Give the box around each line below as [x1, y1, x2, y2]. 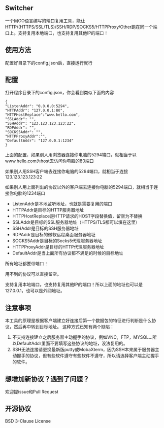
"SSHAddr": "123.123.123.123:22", [5, 121, 76, 126]
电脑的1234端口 [13, 190, 45, 196]
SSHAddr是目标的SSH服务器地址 [12, 225, 79, 231]
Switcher [5, 4, 33, 12]
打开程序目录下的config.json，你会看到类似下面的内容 [5, 90, 114, 96]
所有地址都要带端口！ [5, 261, 48, 267]
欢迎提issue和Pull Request [5, 389, 59, 395]
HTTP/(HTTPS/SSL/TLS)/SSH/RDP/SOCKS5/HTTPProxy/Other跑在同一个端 [5, 24, 158, 30]
